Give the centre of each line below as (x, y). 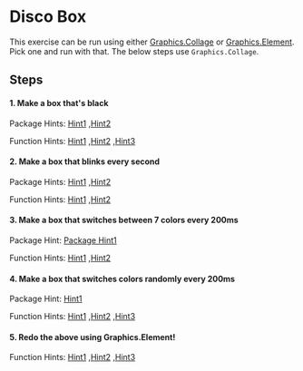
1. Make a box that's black (59, 103)
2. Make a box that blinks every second (85, 161)
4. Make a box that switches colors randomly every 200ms (122, 278)
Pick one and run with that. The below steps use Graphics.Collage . (134, 51)
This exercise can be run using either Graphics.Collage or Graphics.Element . (152, 42)
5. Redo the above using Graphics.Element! (93, 337)
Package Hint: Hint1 (46, 299)
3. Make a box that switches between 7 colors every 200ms (124, 220)
